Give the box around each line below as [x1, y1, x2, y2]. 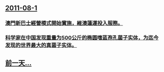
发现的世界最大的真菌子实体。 [5, 42, 77, 49]
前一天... [5, 59, 32, 67]
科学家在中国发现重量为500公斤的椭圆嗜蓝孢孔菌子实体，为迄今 [5, 34, 159, 41]
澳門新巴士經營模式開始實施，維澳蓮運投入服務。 [5, 20, 123, 27]
